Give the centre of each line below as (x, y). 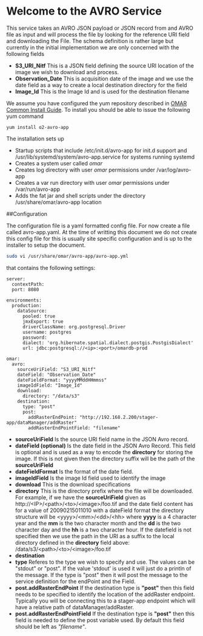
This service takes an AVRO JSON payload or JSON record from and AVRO (100, 28)
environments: (24, 300)
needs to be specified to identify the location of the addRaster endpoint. (105, 594)
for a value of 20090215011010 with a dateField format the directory (99, 510)
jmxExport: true (43, 321)
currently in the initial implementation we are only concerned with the (93, 47)
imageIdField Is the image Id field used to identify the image (90, 478)
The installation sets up (35, 139)
